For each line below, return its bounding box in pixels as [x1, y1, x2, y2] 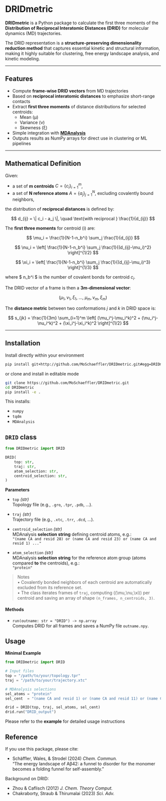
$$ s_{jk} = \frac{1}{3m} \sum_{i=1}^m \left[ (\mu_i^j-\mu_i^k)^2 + [8, 315, 141, 321]
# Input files [5, 669, 35, 674]
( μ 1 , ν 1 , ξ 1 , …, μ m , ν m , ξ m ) [58, 294, 108, 302]
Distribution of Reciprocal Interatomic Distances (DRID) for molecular [5, 25, 149, 31]
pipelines [12, 140, 31, 146]
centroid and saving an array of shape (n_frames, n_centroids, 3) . [17, 595, 155, 601]
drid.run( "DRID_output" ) [5, 709, 56, 714]
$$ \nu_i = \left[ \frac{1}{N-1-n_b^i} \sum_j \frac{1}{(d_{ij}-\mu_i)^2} [14, 244, 152, 250]
